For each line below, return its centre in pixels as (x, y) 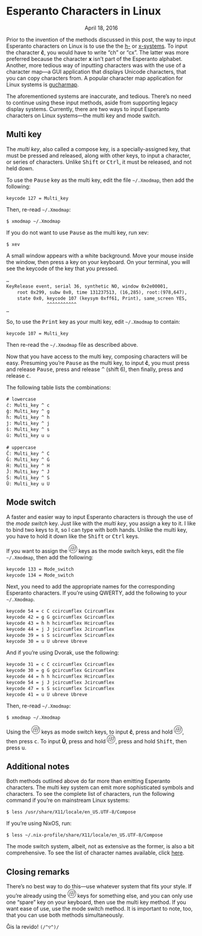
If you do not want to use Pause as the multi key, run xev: (77, 232)
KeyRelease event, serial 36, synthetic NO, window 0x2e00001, (87, 286)
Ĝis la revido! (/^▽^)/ (33, 927)
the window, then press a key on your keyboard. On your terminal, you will (98, 262)
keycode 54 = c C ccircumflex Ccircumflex (60, 611)
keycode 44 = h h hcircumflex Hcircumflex (60, 676)
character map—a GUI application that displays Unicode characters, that (96, 71)
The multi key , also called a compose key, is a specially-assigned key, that (99, 149)
